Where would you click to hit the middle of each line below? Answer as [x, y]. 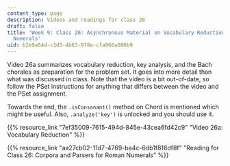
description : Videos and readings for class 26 [76, 20]
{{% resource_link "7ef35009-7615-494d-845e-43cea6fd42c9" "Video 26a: [115, 127]
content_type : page [35, 13]
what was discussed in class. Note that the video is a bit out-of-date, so [108, 79]
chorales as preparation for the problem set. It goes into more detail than [110, 72]
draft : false [26, 26]
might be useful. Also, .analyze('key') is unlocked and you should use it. [111, 114]
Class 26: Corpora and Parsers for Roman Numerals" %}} [88, 155]
